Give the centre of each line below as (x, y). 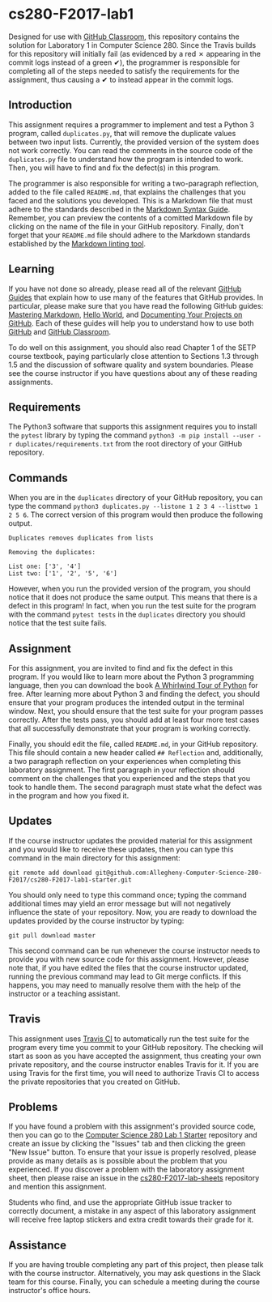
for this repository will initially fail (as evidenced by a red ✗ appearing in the (135, 53)
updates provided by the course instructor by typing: (96, 920)
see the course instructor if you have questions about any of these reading (133, 373)
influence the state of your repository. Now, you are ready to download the (133, 911)
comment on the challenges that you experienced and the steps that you (130, 778)
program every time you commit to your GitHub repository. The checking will (136, 1047)
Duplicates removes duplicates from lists (81, 538)
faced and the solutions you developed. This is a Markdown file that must (131, 200)
